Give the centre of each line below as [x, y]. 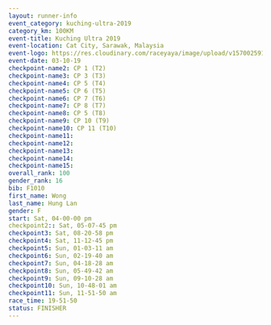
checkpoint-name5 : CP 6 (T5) [57, 91]
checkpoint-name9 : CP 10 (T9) [59, 121]
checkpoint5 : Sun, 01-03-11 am [61, 248]
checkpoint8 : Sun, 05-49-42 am [61, 271]
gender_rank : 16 [35, 181]
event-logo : [28, 53]
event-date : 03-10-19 [45, 61]
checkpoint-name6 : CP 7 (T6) [57, 98]
